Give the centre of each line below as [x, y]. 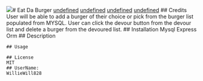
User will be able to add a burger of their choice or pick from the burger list [100, 16]
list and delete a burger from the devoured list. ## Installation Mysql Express [101, 29]
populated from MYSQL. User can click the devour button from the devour [99, 23]
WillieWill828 [24, 73]
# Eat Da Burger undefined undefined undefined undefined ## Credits [100, 10]
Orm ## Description [31, 36]
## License [20, 57]
